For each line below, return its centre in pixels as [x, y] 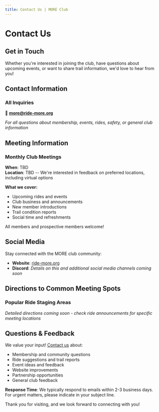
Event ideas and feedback [38, 365]
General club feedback [35, 380]
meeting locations [23, 318]
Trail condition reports [34, 212]
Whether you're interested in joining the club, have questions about [72, 63]
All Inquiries [19, 103]
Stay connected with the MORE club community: [53, 254]
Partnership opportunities [38, 375]
